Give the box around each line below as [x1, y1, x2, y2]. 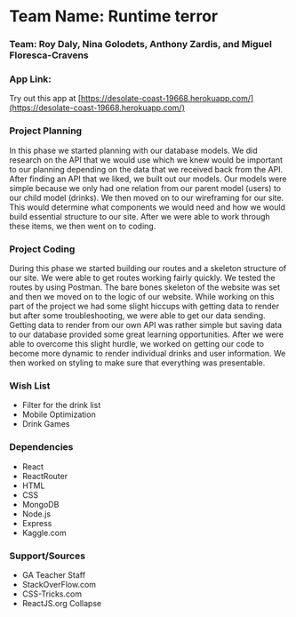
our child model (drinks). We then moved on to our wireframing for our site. [9, 192, 284, 203]
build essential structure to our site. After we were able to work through [9, 211, 271, 221]
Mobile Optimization [21, 409, 96, 420]
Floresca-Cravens [9, 49, 89, 61]
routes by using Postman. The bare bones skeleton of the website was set [9, 282, 281, 292]
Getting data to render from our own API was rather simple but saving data [9, 320, 283, 330]
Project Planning [9, 124, 83, 137]
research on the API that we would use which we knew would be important [9, 154, 283, 165]
